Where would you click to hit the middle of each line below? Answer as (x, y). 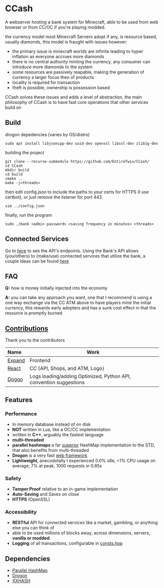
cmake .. (14, 179)
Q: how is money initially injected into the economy (56, 288)
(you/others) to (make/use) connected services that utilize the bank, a (75, 256)
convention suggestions (57, 383)
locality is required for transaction (46, 82)
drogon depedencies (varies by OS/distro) (47, 134)
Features (19, 400)
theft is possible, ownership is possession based (61, 87)
